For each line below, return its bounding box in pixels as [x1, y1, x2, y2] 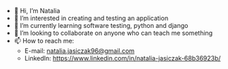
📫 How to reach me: [13, 37, 75, 45]
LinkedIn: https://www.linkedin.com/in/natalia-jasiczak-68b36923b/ [24, 54, 221, 62]
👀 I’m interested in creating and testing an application [13, 14, 169, 22]
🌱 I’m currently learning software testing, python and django [13, 22, 189, 29]
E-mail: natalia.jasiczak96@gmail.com [24, 47, 135, 55]
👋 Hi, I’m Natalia [13, 7, 61, 15]
